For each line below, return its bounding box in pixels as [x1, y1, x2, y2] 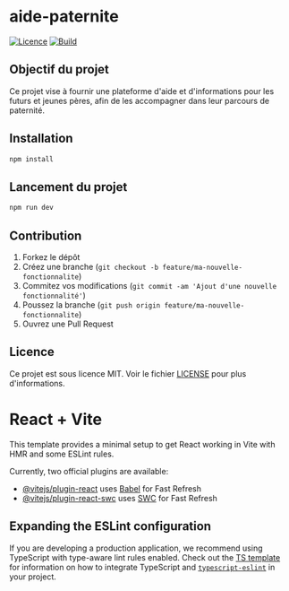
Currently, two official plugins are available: [9, 465, 169, 476]
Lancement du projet [9, 179, 128, 195]
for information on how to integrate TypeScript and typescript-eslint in [9, 561, 276, 572]
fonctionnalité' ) [21, 290, 87, 300]
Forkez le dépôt [21, 251, 81, 262]
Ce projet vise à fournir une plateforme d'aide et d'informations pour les [9, 85, 275, 96]
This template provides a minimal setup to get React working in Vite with [9, 439, 276, 449]
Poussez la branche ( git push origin [21, 299, 161, 310]
